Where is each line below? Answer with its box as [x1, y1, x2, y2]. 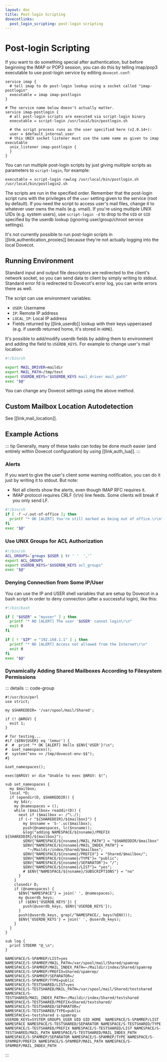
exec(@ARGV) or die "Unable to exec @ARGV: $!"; [5, 773, 108, 778]
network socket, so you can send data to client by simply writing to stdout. [5, 275, 158, 281]
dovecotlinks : [5, 16, 35, 21]
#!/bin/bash [5, 605, 30, 610]
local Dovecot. [5, 242, 35, 248]
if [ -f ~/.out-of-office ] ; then [5, 512, 77, 517]
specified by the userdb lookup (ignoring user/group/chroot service [5, 217, 144, 223]
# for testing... [5, 734, 41, 739]
